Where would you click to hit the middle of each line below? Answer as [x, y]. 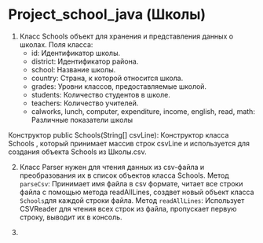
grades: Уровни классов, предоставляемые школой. [119, 86]
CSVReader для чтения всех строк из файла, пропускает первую [128, 208]
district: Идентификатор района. [85, 61]
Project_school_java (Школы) [107, 15]
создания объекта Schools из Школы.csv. [77, 152]
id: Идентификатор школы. [75, 53]
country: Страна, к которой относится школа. [107, 78]
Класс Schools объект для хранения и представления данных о [126, 36]
